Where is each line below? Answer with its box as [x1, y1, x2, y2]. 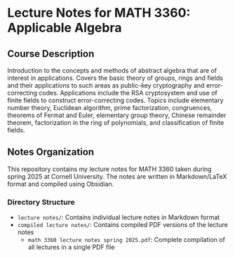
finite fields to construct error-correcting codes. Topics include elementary [7, 96, 224, 104]
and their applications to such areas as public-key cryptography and [7, 81, 205, 89]
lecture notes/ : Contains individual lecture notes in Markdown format [17, 213, 220, 222]
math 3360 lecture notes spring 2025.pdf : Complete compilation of [27, 236, 226, 244]
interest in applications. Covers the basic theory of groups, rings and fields [7, 74, 223, 82]
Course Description [7, 48, 95, 60]
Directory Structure [7, 197, 75, 207]
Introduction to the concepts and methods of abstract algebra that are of [7, 67, 217, 74]
